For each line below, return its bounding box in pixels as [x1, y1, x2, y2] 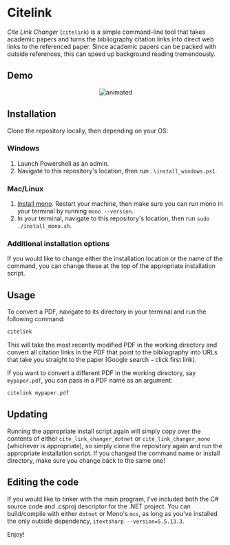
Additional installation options [7, 239, 110, 249]
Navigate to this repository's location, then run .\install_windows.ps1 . [17, 166, 218, 175]
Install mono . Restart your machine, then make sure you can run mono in [17, 200, 224, 208]
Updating [7, 409, 48, 421]
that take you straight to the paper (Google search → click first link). [7, 356, 197, 364]
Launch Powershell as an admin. [17, 159, 109, 167]
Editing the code [7, 477, 79, 488]
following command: [7, 315, 65, 323]
